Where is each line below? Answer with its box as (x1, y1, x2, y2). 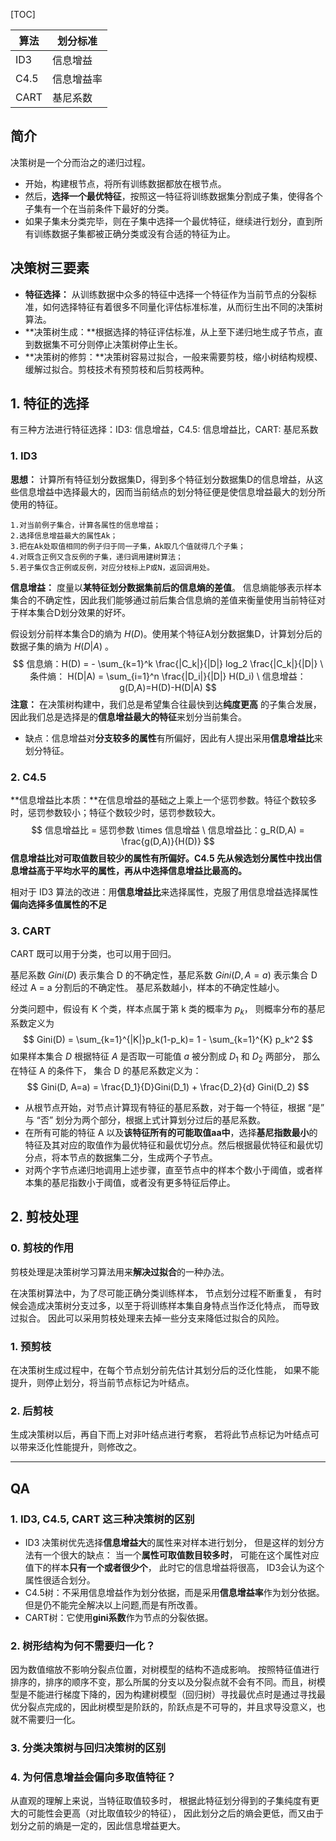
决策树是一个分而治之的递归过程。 (10, 156, 151, 168)
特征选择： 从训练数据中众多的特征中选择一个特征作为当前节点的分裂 (24, 288, 308, 300)
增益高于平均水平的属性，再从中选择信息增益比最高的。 (18, 865, 247, 877)
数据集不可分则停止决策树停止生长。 (33, 338, 183, 350)
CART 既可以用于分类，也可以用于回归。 (10, 948, 177, 960)
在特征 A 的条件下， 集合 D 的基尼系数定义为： (10, 1064, 202, 1076)
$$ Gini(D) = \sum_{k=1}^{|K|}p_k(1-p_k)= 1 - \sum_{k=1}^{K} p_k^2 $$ (23, 1034, 313, 1046)
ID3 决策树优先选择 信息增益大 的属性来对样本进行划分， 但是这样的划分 (24, 1536, 317, 1548)
